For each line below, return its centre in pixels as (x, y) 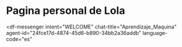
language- (155, 32)
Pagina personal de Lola (65, 11)
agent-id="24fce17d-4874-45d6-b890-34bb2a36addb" (74, 32)
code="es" (19, 39)
